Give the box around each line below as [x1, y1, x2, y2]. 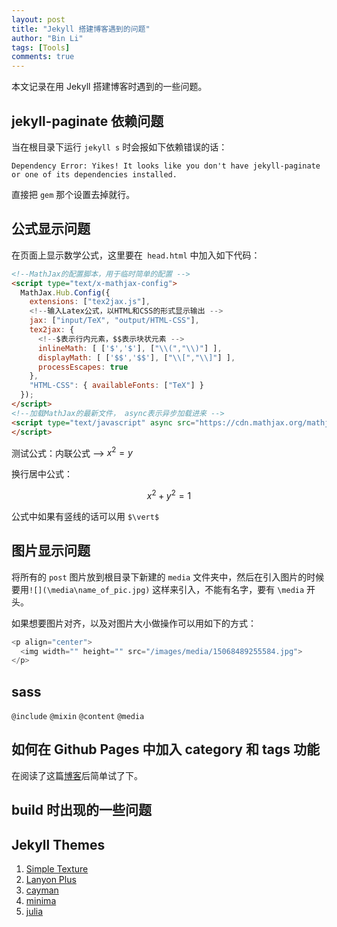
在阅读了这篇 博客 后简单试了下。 [11, 769, 143, 781]
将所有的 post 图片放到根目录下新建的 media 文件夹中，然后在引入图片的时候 [11, 571, 325, 583]
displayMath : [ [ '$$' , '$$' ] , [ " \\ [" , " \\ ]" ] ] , [37, 352, 236, 363]
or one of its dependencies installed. [11, 169, 178, 180]
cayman [25, 884, 59, 896]
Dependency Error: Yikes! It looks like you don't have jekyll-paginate [11, 161, 321, 171]
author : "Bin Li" [11, 33, 84, 43]
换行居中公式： [11, 468, 73, 480]
